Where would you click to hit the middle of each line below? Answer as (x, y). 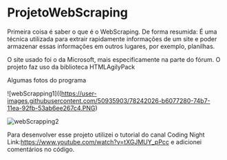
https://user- (79, 93)
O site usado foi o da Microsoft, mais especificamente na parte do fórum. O (114, 59)
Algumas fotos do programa (47, 80)
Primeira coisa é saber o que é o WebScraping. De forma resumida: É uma (112, 32)
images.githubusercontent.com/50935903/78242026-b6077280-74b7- (109, 100)
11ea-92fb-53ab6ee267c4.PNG (51, 108)
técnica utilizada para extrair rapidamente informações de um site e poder (112, 38)
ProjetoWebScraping (68, 13)
